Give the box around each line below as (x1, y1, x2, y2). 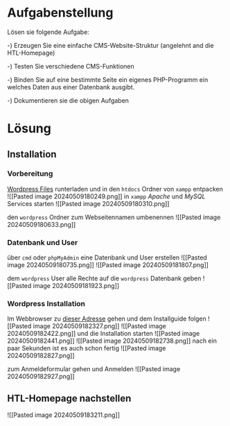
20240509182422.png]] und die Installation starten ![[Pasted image (7, 330, 200, 338)
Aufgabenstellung (7, 5, 114, 21)
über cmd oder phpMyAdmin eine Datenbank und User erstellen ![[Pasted (7, 253, 208, 262)
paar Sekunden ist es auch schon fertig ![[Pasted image (7, 344, 166, 352)
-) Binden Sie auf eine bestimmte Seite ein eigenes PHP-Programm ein (7, 75, 209, 84)
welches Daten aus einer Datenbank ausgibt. (7, 83, 135, 91)
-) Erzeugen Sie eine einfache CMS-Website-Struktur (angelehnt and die (7, 41, 214, 49)
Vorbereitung (7, 169, 53, 178)
